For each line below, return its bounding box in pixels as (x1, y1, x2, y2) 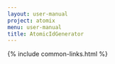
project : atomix (7, 17, 55, 24)
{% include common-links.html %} (7, 50, 109, 58)
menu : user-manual (7, 23, 62, 31)
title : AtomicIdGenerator (7, 30, 84, 38)
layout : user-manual (7, 10, 69, 18)
